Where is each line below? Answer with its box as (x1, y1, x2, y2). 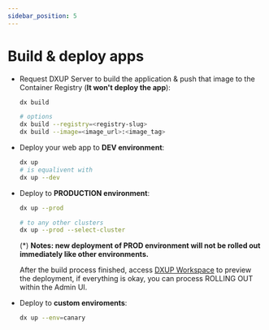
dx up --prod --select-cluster (19, 226, 126, 234)
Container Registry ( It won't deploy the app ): (19, 82, 171, 92)
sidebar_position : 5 (7, 11, 78, 20)
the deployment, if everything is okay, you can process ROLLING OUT (19, 274, 254, 284)
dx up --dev (19, 173, 60, 181)
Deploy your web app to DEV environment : (19, 143, 165, 153)
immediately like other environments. (19, 250, 150, 259)
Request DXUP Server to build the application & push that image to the (19, 74, 255, 84)
